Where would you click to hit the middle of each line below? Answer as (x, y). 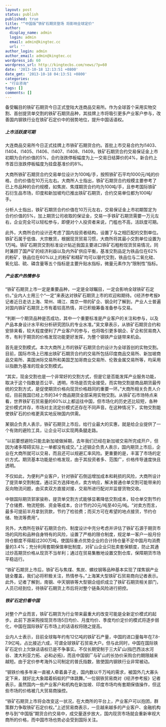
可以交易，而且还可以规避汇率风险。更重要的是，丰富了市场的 (94, 453)
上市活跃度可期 (20, 132)
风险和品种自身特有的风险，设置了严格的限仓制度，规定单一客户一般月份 (87, 534)
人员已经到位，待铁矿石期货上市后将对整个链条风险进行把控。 (68, 588)
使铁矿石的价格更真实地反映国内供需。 (44, 414)
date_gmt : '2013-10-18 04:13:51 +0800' (46, 74)
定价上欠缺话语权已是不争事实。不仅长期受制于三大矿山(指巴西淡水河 (84, 649)
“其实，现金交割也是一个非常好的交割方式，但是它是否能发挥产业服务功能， (82, 376)
